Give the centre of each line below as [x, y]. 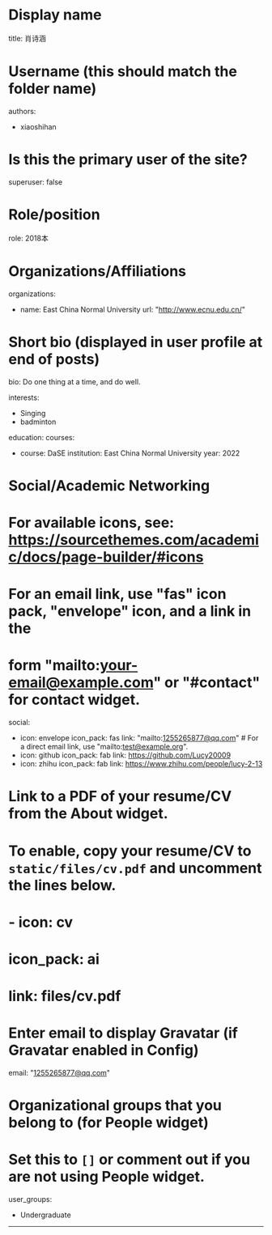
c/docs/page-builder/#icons [106, 557]
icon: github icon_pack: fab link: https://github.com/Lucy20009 [125, 755]
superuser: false [36, 182]
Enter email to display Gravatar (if [123, 1033]
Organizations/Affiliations [98, 271]
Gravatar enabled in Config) [104, 1050]
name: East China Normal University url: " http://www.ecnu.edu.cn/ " [132, 309]
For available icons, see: [91, 523]
